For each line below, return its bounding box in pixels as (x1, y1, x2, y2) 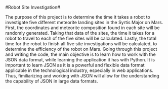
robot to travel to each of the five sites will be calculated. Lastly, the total (5, 35, 157, 41)
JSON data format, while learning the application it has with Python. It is (5, 57, 155, 62)
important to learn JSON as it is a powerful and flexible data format (5, 62, 145, 68)
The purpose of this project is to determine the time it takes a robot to (5, 14, 150, 20)
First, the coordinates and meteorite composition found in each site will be (5, 25, 160, 31)
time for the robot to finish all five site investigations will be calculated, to (5, 41, 157, 47)
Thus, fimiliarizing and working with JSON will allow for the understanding (5, 73, 159, 78)
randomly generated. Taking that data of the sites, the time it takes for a (5, 30, 155, 36)
